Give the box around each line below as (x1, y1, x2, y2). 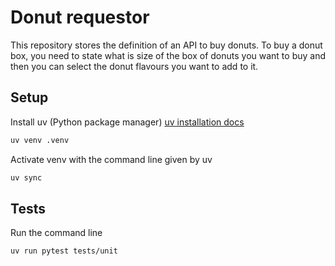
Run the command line (10, 227, 103, 239)
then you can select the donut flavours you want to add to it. (10, 60, 259, 72)
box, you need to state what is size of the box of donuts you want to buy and (10, 49, 326, 61)
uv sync (10, 172, 43, 183)
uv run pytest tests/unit (10, 246, 118, 256)
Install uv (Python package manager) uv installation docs (10, 116, 245, 128)
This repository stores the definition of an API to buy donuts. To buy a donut (10, 39, 323, 51)
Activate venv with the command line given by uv (10, 153, 213, 165)
